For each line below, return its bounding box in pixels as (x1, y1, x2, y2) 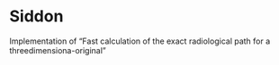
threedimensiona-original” (9, 45, 106, 55)
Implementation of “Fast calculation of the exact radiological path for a (9, 36, 271, 46)
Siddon (9, 6, 64, 27)
